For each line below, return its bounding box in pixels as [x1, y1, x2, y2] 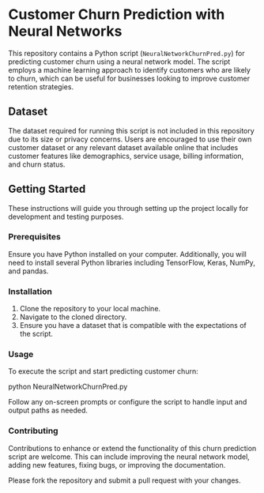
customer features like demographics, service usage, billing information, [8, 151, 244, 160]
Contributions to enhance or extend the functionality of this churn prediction [8, 443, 257, 453]
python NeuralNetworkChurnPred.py [8, 382, 128, 392]
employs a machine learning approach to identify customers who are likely [8, 65, 251, 74]
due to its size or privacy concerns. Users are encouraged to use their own [8, 134, 252, 144]
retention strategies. [8, 81, 74, 92]
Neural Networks [8, 22, 123, 40]
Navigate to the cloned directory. [19, 312, 127, 322]
